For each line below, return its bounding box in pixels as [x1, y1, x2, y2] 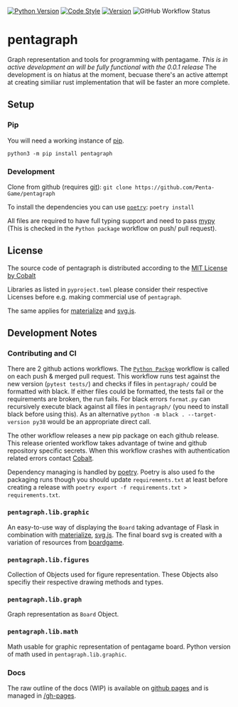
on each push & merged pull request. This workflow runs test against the [7, 372, 220, 381]
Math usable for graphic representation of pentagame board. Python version [7, 642, 231, 651]
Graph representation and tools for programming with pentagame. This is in [7, 55, 229, 63]
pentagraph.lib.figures [7, 556, 90, 564]
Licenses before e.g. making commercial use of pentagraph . [7, 292, 183, 301]
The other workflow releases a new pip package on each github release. [7, 431, 220, 440]
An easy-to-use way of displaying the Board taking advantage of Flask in [7, 522, 220, 531]
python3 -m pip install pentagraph [7, 150, 113, 157]
